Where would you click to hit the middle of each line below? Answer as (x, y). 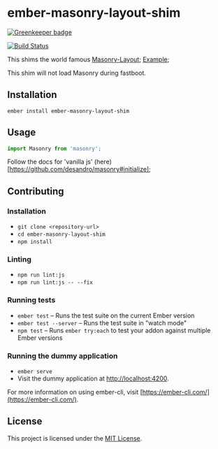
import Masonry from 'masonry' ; (54, 148)
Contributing (36, 191)
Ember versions (40, 338)
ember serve (35, 372)
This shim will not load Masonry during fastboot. (77, 73)
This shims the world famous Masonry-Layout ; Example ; (88, 59)
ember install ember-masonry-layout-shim (68, 111)
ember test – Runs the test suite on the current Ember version (106, 315)
